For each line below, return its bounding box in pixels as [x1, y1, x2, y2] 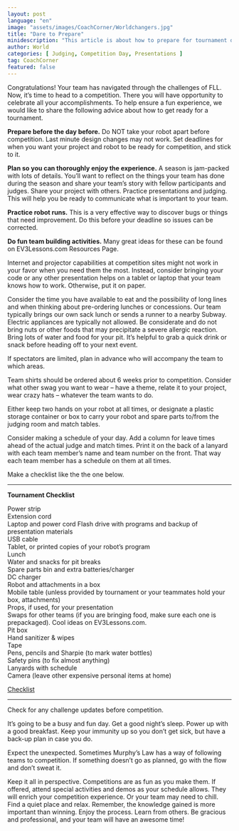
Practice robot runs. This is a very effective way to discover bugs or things [7, 208, 228, 216]
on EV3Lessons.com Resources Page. [7, 244, 119, 253]
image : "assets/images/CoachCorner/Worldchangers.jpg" [7, 24, 174, 31]
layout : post [7, 10, 46, 18]
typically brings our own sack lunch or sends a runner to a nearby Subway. [7, 310, 227, 318]
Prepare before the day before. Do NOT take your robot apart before [7, 127, 210, 136]
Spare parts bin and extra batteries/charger [7, 565, 135, 573]
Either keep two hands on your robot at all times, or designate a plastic [7, 404, 214, 413]
